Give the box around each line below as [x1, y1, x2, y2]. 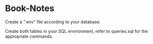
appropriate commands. [5, 33, 54, 39]
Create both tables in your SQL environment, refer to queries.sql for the [5, 28, 148, 34]
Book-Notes [5, 3, 55, 14]
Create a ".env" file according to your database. [5, 19, 101, 25]
